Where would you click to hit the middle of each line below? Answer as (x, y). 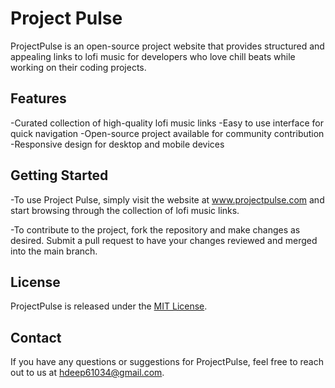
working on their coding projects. (78, 67)
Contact (36, 337)
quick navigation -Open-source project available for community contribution (167, 133)
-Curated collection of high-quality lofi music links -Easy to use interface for (167, 123)
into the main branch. (54, 251)
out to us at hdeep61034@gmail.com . (87, 373)
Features (38, 98)
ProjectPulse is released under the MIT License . (109, 306)
